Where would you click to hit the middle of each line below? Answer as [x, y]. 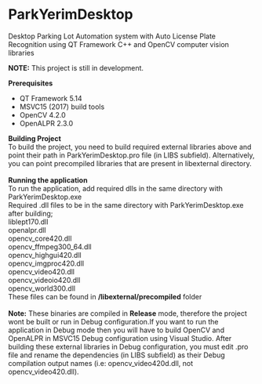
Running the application [48, 180]
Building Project [35, 138]
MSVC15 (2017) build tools [62, 107]
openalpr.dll [27, 230]
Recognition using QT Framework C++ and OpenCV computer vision [119, 44]
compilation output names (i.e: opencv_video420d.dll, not [101, 363]
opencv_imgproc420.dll [46, 263]
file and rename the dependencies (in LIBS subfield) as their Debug [116, 355]
